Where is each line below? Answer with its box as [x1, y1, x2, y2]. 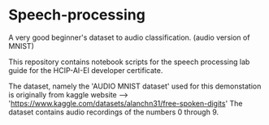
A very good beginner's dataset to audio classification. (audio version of [8, 32, 250, 42]
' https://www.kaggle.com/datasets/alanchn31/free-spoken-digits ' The [8, 98, 243, 108]
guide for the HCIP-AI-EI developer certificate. [8, 65, 163, 75]
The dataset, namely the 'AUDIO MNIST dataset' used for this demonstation [8, 81, 262, 91]
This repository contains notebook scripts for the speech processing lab [8, 57, 250, 67]
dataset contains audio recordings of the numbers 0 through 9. [8, 107, 219, 117]
